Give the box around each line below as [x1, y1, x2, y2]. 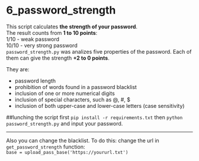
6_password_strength [6, 4, 116, 17]
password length [14, 77, 56, 84]
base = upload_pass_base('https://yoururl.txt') [6, 149, 129, 155]
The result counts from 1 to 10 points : [6, 29, 98, 36]
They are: [6, 65, 30, 73]
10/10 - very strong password [6, 42, 78, 49]
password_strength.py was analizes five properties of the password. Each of [6, 48, 192, 55]
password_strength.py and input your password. [6, 120, 123, 127]
